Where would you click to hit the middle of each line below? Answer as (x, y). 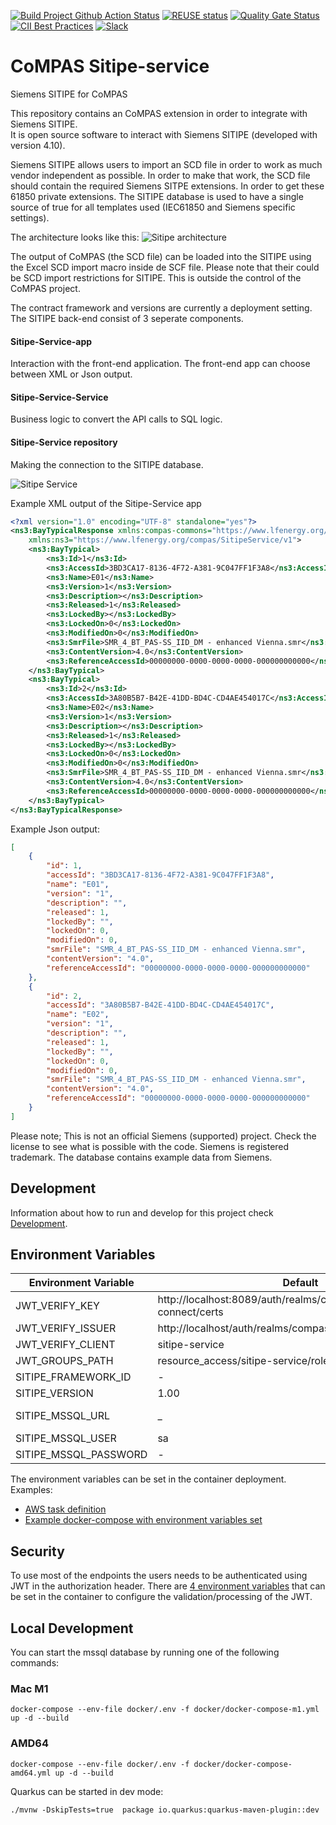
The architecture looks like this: (75, 237)
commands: (35, 1663)
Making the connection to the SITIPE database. (107, 464)
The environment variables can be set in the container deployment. (148, 1479)
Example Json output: (55, 829)
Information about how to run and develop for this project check (142, 1212)
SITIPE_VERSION (54, 1393)
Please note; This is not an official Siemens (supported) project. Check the (163, 1136)
